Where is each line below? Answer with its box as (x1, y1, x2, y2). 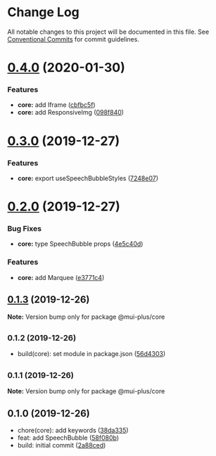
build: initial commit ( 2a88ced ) (17, 441, 106, 449)
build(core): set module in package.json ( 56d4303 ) (17, 350, 166, 358)
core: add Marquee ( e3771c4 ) (17, 273, 105, 281)
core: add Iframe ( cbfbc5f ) (17, 101, 96, 109)
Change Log (7, 4, 80, 20)
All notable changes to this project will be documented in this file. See (7, 27, 210, 36)
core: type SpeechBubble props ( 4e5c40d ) (17, 240, 144, 248)
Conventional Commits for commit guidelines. (7, 34, 139, 43)
